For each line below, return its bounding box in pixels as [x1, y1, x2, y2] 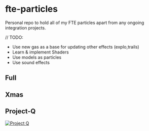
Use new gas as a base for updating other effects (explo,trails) [12, 44, 140, 50]
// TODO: [5, 34, 24, 40]
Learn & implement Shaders [12, 49, 69, 55]
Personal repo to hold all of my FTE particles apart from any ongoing [5, 20, 145, 26]
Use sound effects [12, 59, 50, 65]
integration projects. [5, 25, 46, 30]
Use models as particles [12, 54, 62, 60]
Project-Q [5, 107, 36, 116]
